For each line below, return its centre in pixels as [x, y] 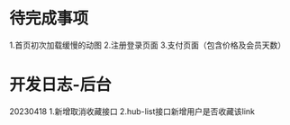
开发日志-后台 [61, 85]
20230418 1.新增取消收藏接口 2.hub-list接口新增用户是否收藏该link [132, 111]
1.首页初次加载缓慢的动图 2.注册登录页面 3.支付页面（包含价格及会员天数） [148, 45]
